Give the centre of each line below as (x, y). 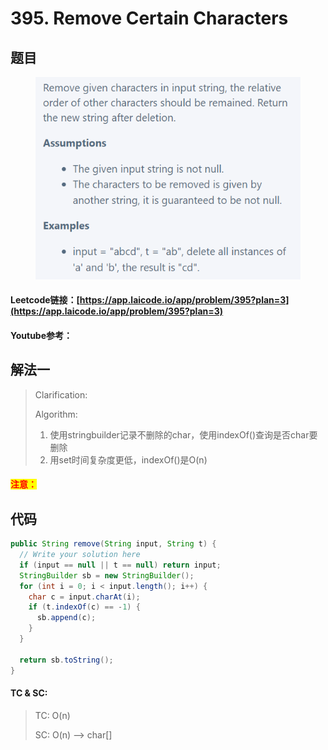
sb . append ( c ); (66, 618)
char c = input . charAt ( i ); (84, 597)
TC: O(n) (52, 715)
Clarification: (61, 394)
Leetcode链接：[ (45, 300)
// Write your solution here (80, 555)
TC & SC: (29, 693)
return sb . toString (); (66, 660)
